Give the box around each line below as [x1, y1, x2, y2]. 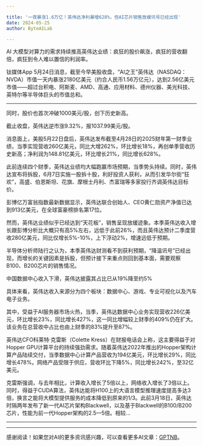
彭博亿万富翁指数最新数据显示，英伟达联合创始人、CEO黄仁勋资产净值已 [6, 199, 187, 206]
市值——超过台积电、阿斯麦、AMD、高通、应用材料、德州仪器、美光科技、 [6, 83, 193, 91]
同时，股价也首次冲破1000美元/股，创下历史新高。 [6, 109, 132, 117]
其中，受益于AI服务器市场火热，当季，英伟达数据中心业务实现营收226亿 [6, 308, 185, 315]
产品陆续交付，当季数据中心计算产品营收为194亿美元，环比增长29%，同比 [11, 351, 196, 358]
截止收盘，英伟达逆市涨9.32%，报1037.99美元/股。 [6, 122, 134, 130]
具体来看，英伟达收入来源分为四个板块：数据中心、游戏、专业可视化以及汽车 [6, 288, 197, 295]
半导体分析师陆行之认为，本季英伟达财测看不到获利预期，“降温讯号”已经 [6, 247, 186, 254]
